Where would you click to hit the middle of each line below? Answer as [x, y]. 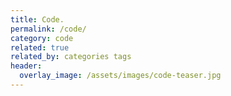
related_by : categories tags [71, 57]
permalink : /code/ [48, 29]
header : [26, 66]
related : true [40, 47]
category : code [42, 38]
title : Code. [37, 19]
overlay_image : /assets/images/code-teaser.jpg [120, 76]
